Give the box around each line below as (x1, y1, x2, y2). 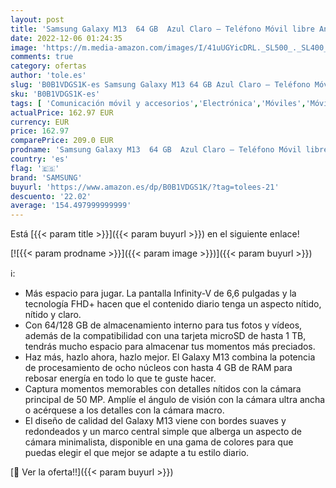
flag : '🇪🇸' (10, 163, 60, 173)
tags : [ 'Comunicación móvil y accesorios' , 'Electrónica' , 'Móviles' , (10, 98, 307, 108)
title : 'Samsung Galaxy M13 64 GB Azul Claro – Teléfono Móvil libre (10, 24, 315, 34)
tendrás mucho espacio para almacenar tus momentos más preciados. (24, 341, 316, 353)
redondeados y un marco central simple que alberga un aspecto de (24, 426, 302, 438)
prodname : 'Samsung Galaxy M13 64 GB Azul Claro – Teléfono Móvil (10, 145, 302, 155)
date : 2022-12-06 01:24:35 (10, 33, 123, 43)
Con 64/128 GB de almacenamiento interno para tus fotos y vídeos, (24, 319, 303, 331)
